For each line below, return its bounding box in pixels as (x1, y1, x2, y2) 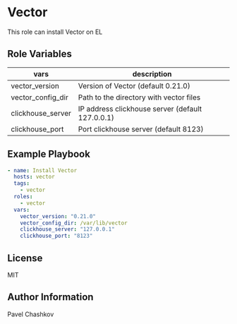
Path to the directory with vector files (78, 92, 201, 102)
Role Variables (7, 48, 72, 60)
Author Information (7, 291, 94, 304)
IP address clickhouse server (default (78, 104, 202, 114)
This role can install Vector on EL (7, 28, 103, 36)
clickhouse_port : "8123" (20, 232, 93, 240)
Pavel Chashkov (7, 310, 54, 318)
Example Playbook (7, 148, 90, 160)
